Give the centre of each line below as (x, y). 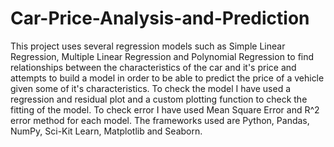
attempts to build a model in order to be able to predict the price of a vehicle (167, 78)
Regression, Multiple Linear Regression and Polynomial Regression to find (162, 56)
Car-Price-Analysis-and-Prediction (160, 18)
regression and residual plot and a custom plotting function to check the (159, 99)
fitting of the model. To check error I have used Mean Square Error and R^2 (165, 109)
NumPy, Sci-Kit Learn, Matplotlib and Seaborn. (106, 131)
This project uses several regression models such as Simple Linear (148, 46)
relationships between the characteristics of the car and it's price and (153, 67)
